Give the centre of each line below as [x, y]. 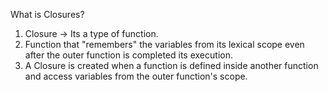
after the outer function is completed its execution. [128, 55]
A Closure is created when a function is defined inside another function [171, 65]
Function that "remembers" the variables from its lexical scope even [164, 44]
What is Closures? [47, 14]
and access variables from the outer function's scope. [136, 76]
